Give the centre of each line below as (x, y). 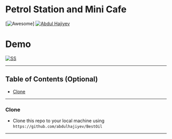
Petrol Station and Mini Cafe (66, 9)
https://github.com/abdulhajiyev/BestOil (57, 126)
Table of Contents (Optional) (52, 79)
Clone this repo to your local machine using (59, 121)
